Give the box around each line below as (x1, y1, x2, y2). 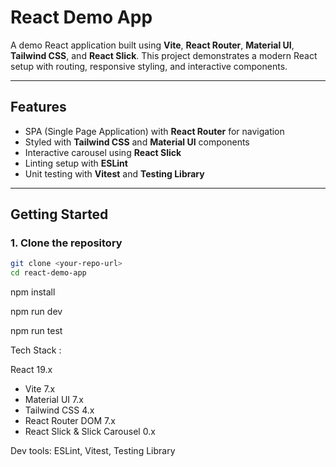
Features (10, 99, 67, 116)
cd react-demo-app (10, 268, 87, 278)
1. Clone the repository (10, 236, 123, 250)
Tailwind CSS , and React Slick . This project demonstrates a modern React (10, 49, 318, 61)
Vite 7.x (24, 383, 56, 395)
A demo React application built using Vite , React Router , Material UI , (10, 39, 295, 51)
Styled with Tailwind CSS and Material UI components (24, 136, 250, 148)
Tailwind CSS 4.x (24, 404, 95, 416)
